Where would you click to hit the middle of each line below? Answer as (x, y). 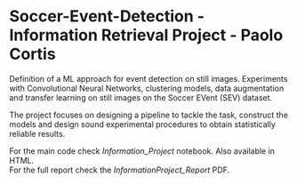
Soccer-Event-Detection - (107, 16)
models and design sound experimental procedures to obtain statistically (142, 124)
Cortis (32, 54)
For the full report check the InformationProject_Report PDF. (119, 170)
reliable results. (37, 133)
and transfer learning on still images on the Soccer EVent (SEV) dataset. (141, 97)
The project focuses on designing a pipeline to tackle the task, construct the (149, 115)
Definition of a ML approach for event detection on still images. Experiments (148, 78)
